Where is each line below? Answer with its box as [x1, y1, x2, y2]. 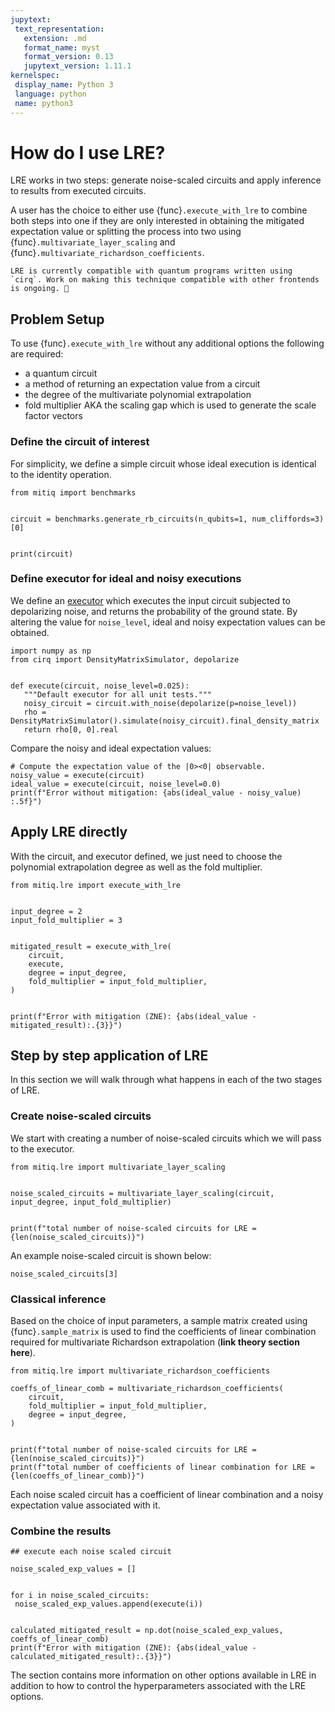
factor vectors [24, 410, 83, 422]
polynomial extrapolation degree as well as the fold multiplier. [10, 861, 263, 873]
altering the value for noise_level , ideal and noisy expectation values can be [10, 616, 326, 628]
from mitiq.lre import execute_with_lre [10, 880, 182, 890]
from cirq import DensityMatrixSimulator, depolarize [10, 654, 240, 665]
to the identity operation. [10, 468, 112, 480]
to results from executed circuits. [10, 185, 147, 197]
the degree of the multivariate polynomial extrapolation [24, 389, 252, 401]
